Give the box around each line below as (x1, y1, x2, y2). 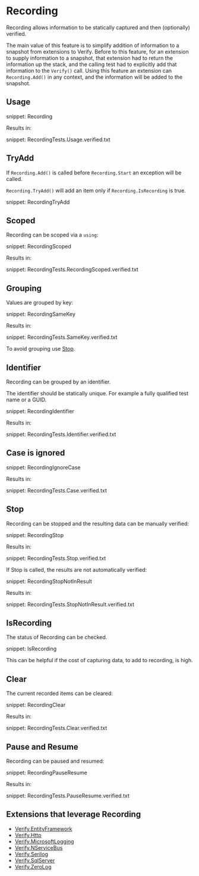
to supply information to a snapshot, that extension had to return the (6, 54, 173, 61)
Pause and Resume (6, 741, 78, 752)
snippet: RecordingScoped (6, 243, 71, 250)
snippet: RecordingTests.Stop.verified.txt (6, 554, 106, 562)
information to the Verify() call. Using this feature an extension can (6, 67, 172, 74)
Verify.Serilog (14, 850, 49, 858)
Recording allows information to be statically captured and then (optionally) (6, 24, 190, 31)
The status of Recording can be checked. (6, 634, 108, 641)
